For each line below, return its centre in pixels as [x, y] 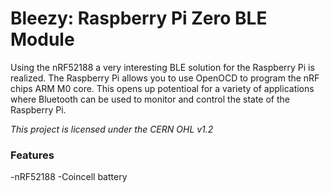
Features [32, 155]
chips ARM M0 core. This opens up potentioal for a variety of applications [162, 88]
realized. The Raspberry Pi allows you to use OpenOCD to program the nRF [165, 78]
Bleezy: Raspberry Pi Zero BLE [139, 18]
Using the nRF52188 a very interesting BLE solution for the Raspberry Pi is [162, 67]
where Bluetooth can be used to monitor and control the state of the [150, 99]
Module [42, 39]
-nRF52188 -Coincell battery [69, 177]
